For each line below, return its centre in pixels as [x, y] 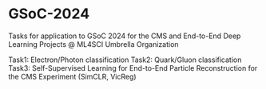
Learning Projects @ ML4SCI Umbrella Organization [93, 44]
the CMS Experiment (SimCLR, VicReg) [73, 76]
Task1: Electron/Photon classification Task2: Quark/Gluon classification [125, 60]
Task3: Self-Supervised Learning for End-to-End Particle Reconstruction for [133, 68]
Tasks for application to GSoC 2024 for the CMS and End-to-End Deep [125, 36]
